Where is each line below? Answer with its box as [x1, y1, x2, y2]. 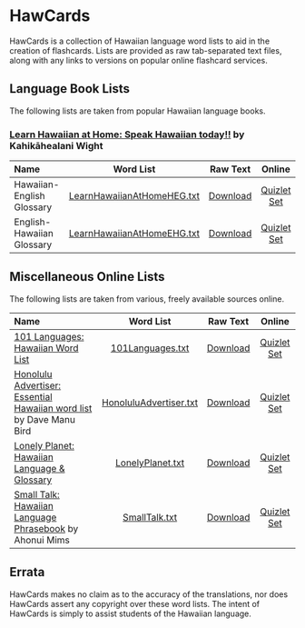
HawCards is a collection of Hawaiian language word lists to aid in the [9, 35, 271, 46]
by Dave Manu [14, 413, 75, 425]
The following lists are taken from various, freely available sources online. [9, 293, 284, 304]
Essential [14, 390, 53, 403]
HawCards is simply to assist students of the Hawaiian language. [9, 608, 252, 619]
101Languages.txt [110, 342, 190, 354]
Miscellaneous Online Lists [9, 269, 165, 284]
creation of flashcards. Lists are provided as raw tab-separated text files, [9, 45, 282, 55]
